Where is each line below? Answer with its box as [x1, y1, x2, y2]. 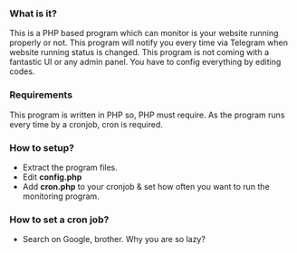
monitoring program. [22, 191, 100, 201]
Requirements [9, 89, 73, 101]
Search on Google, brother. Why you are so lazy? [22, 234, 206, 245]
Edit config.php [22, 171, 82, 183]
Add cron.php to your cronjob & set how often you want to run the [22, 181, 270, 192]
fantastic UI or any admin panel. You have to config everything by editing [9, 57, 282, 68]
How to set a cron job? [9, 213, 110, 226]
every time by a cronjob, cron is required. [9, 118, 163, 129]
